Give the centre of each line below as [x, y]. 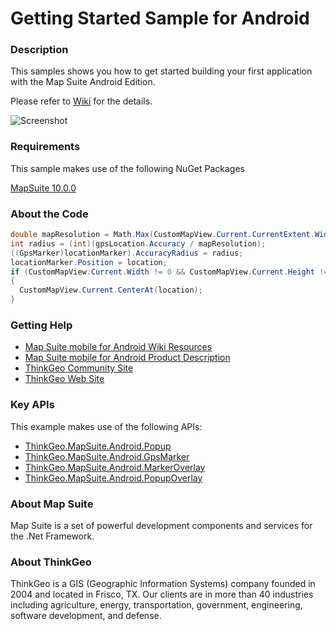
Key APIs [32, 405]
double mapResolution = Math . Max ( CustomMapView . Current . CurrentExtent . [162, 235]
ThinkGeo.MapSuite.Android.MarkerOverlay [115, 467]
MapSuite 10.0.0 [43, 188]
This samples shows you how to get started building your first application [161, 71]
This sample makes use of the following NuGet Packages [127, 168]
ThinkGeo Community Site [79, 368]
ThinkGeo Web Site [64, 379]
